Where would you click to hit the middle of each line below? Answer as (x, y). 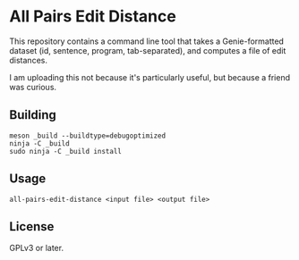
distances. (28, 60)
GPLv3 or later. (37, 248)
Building (33, 115)
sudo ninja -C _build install (66, 151)
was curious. (33, 87)
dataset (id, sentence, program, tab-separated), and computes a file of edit (148, 50)
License (32, 226)
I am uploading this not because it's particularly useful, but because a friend (150, 77)
